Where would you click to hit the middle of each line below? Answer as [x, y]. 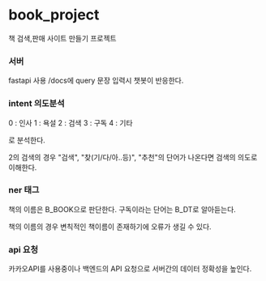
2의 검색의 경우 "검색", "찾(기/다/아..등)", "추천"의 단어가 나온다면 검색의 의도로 [133, 157]
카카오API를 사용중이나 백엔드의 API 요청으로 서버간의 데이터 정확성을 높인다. [130, 269]
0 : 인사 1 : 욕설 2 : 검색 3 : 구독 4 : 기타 [71, 122]
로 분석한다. [27, 140]
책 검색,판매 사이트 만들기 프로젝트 [62, 38]
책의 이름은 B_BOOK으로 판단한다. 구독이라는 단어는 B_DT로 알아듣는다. [122, 209]
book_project [54, 15]
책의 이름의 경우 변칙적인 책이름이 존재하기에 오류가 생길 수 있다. [110, 226]
